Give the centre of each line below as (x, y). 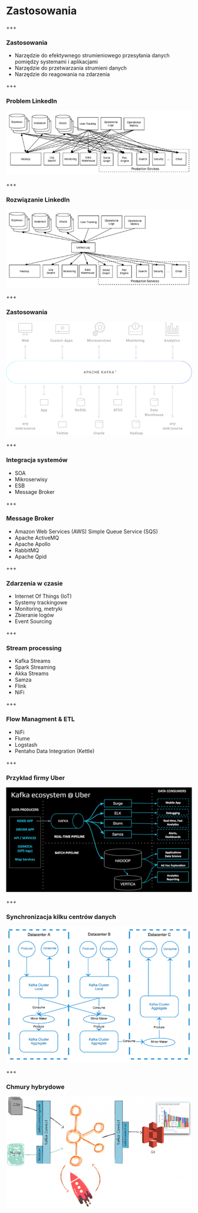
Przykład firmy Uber (36, 778)
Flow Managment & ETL (41, 719)
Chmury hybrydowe (35, 1087)
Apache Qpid (31, 557)
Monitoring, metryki (39, 609)
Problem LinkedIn (32, 101)
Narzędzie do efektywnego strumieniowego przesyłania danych (92, 56)
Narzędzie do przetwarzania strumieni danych (71, 68)
